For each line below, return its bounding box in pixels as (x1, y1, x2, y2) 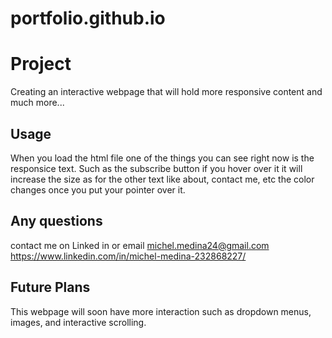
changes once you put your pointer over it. (10, 183, 186, 196)
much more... (10, 97, 65, 109)
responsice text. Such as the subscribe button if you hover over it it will (10, 162, 303, 174)
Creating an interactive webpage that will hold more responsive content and (10, 86, 323, 98)
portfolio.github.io (10, 7, 166, 30)
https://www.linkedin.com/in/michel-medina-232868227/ (10, 250, 247, 262)
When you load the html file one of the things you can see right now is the (10, 152, 315, 164)
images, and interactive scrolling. (10, 316, 147, 328)
